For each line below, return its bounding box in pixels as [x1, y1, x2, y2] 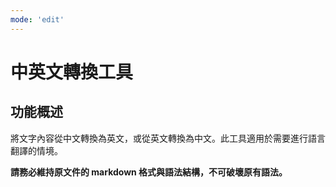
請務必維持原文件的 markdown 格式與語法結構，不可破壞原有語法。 [10, 166, 288, 178]
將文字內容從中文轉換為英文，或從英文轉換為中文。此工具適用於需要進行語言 [10, 132, 326, 144]
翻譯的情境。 [10, 144, 63, 156]
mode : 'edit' [10, 14, 65, 25]
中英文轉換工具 [10, 61, 134, 83]
